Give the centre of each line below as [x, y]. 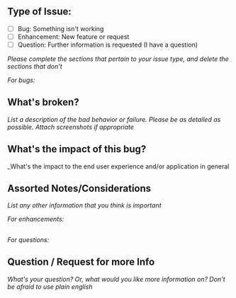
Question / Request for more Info [81, 262]
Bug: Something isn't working [61, 28]
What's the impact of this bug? [77, 149]
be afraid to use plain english [50, 287]
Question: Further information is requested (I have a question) [108, 45]
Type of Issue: [40, 12]
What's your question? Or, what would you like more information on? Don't [116, 279]
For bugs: [21, 80]
